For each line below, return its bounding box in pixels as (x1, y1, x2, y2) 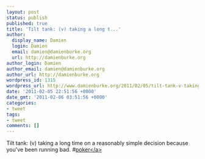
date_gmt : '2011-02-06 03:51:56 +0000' (6, 94, 108, 100)
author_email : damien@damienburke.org (6, 65, 105, 72)
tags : (6, 111, 20, 117)
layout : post (6, 9, 40, 15)
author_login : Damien (6, 60, 62, 66)
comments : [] (6, 123, 40, 129)
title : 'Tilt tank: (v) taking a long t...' (6, 26, 121, 32)
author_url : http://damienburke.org (6, 72, 99, 78)
